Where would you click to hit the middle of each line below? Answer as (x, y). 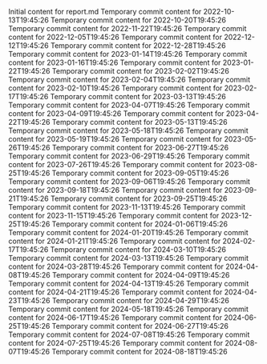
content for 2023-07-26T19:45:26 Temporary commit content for (116, 164)
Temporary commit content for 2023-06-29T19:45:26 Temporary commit (129, 156)
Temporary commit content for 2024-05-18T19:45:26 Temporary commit (128, 309)
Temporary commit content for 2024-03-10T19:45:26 (138, 250)
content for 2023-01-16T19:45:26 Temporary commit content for (115, 62)
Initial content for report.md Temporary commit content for (105, 12)
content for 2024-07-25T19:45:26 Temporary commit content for (115, 343)
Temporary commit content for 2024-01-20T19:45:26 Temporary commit (128, 232)
